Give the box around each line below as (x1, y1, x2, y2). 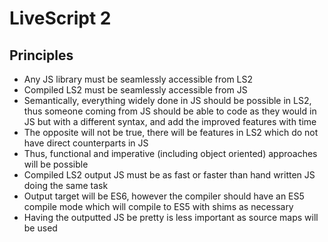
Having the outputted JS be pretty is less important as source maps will (23, 212, 319, 223)
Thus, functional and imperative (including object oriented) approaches (23, 148, 318, 159)
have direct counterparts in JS (23, 137, 149, 149)
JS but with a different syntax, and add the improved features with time (23, 116, 317, 127)
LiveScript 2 (9, 7, 112, 30)
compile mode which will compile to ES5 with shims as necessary (23, 201, 294, 212)
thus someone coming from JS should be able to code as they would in (23, 105, 317, 117)
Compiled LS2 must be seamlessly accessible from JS (23, 84, 248, 96)
